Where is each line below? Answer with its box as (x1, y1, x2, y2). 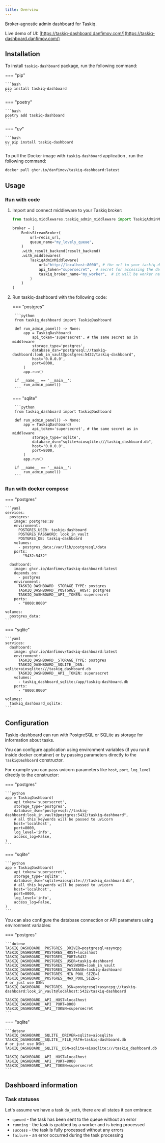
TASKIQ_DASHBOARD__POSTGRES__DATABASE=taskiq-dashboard (5, 967, 122, 972)
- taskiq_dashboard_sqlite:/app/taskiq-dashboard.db (18, 679, 129, 684)
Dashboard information (5, 1081, 78, 1089)
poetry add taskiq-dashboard (5, 113, 65, 118)
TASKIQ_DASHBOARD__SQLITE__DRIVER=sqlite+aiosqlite (5, 1033, 113, 1038)
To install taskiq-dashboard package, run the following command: (5, 63, 137, 69)
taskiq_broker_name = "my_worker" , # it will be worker (38, 272, 153, 277)
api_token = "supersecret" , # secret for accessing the (38, 267, 154, 272)
